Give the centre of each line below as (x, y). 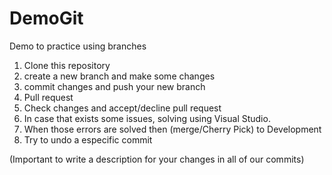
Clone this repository (67, 65)
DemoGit (46, 18)
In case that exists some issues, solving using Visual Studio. (147, 118)
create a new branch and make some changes (119, 76)
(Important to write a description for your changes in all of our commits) (157, 159)
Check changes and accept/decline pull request (122, 108)
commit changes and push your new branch (114, 86)
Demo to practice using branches (78, 46)
